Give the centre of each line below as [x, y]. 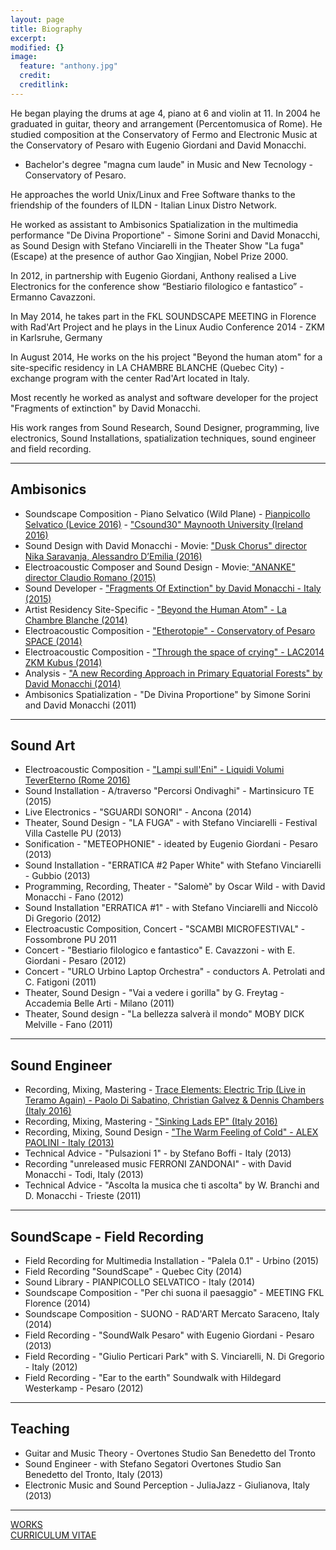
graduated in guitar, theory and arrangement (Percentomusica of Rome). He [166, 123]
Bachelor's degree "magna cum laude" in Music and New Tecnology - [168, 164]
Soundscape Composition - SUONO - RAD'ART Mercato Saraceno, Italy [172, 1314]
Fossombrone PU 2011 [70, 940]
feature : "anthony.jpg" [68, 66]
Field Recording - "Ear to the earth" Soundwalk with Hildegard [153, 1377]
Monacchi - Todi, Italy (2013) [84, 1175]
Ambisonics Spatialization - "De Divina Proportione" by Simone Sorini [167, 694]
